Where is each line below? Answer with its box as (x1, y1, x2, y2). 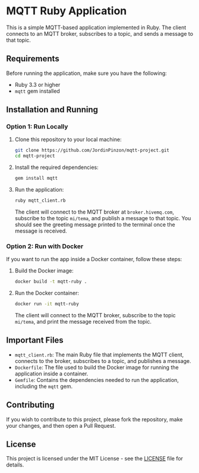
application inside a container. (14, 370, 89, 377)
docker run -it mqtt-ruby (14, 301, 79, 307)
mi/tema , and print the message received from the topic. (14, 318, 152, 325)
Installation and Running (6, 105, 99, 115)
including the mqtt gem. (14, 383, 73, 390)
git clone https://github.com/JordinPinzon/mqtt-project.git (14, 148, 170, 154)
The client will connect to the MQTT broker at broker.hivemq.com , (14, 208, 174, 215)
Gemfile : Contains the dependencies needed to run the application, (14, 376, 179, 383)
